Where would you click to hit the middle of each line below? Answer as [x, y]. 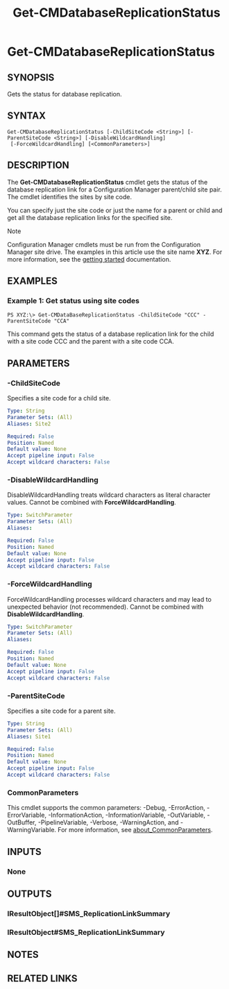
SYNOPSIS [31, 77]
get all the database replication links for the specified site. [90, 217]
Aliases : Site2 [29, 424]
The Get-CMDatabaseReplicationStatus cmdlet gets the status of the [108, 182]
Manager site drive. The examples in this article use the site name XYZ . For [115, 252]
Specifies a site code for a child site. [59, 398]
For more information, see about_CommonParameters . [135, 830]
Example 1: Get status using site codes [74, 301]
